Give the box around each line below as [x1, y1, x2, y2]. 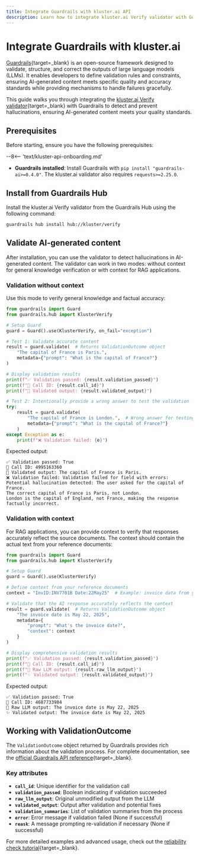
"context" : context [27, 628, 76, 635]
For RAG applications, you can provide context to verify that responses [6, 528, 179, 535]
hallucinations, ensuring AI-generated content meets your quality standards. [6, 109, 192, 116]
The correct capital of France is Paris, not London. [6, 490, 142, 496]
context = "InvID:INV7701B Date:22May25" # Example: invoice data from [6, 590, 190, 596]
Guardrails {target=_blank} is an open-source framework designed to [6, 59, 174, 66]
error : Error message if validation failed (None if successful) [14, 814, 163, 821]
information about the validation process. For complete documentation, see [6, 748, 190, 755]
